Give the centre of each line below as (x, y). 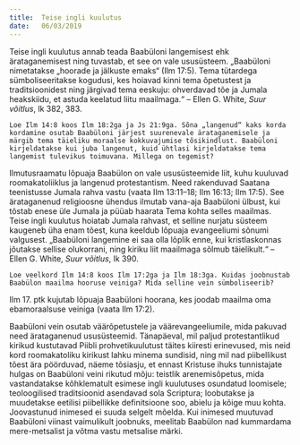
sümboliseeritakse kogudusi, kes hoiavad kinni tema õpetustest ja (130, 80)
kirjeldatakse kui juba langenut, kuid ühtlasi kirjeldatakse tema (138, 149)
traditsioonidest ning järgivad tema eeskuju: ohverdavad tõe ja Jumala (138, 90)
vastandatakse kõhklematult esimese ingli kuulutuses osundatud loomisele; (148, 383)
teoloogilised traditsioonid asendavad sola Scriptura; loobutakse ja (132, 393)
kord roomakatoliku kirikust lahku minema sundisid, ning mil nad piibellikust (148, 355)
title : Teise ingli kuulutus (66, 17)
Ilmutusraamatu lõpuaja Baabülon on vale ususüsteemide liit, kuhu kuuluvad (149, 173)
